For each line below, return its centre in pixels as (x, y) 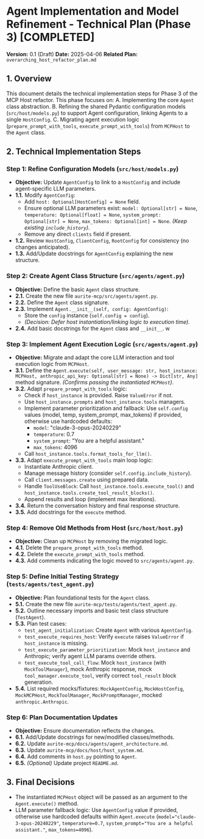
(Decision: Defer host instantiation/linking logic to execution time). (107, 321)
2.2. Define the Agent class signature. (62, 302)
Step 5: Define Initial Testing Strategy (63, 577)
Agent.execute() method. (47, 803)
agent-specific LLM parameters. (55, 189)
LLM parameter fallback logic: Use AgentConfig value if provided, (97, 810)
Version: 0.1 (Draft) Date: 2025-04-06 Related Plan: (72, 54)
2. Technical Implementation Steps (74, 152)
